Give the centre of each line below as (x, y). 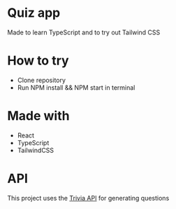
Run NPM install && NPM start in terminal (76, 87)
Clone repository (42, 80)
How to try (38, 61)
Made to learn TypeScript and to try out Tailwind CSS (84, 32)
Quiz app (34, 13)
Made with (38, 116)
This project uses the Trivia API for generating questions (88, 198)
